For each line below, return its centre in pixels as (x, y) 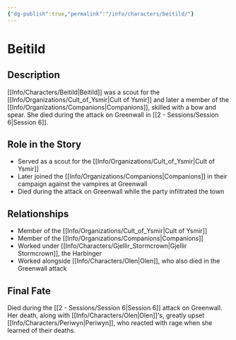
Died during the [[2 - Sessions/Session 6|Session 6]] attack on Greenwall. (115, 308)
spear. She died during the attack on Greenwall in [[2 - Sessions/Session (113, 115)
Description (34, 75)
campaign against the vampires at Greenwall (82, 184)
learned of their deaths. (42, 331)
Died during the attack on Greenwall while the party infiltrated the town (121, 191)
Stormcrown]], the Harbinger (60, 254)
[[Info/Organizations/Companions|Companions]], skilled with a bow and (112, 107)
